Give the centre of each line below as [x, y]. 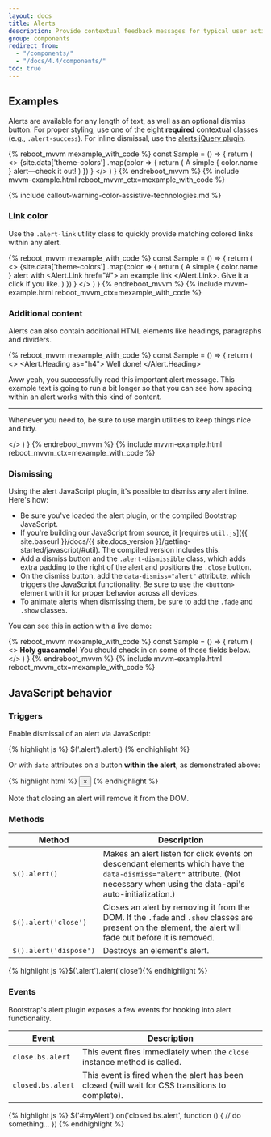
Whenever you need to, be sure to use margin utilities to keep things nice [130, 420]
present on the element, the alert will [172, 927]
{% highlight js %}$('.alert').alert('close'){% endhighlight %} [108, 971]
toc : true [25, 69]
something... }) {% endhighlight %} [67, 1124]
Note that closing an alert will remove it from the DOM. [99, 799]
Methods [26, 820]
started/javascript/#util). [60, 550]
